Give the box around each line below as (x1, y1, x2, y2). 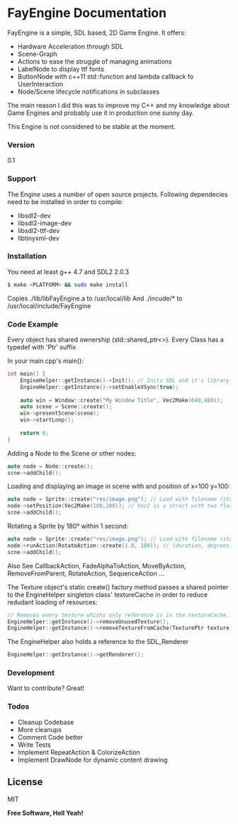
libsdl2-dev (17, 211, 51, 220)
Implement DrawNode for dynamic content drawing (17, 755, 168, 764)
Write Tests (17, 740, 51, 749)
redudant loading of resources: (7, 597, 98, 606)
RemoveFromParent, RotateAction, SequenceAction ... (7, 569, 165, 577)
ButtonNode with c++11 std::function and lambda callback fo (17, 72, 194, 81)
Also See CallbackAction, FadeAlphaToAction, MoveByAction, (7, 561, 186, 570)
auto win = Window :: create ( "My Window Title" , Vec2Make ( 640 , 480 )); (20, 397, 223, 404)
